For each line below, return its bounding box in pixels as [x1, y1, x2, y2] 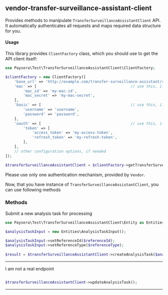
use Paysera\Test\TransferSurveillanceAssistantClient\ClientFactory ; [5, 65, 155, 70]
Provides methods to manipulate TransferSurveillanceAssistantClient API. [5, 17, 161, 23]
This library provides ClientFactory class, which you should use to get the [5, 50, 158, 56]
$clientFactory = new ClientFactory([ [5, 74, 86, 79]
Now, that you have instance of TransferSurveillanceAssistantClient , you [5, 181, 159, 187]
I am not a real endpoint [5, 266, 54, 272]
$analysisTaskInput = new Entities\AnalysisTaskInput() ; [5, 229, 126, 234]
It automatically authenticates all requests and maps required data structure [5, 22, 161, 28]
